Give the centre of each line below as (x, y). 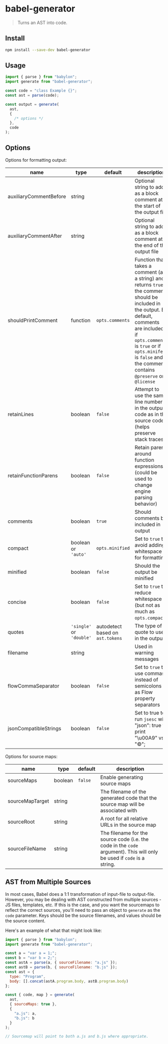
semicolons (148, 685)
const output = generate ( (32, 104)
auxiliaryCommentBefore (37, 196)
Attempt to (147, 389)
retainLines (21, 414)
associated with (119, 810)
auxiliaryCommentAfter (35, 236)
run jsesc (146, 719)
